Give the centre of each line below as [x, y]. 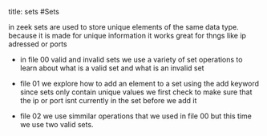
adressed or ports [38, 44]
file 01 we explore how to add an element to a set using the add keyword [139, 84]
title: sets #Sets [34, 12]
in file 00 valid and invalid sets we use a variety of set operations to [131, 60]
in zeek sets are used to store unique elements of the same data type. [123, 27]
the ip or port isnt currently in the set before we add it [108, 100]
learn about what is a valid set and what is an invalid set [112, 68]
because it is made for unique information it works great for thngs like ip [127, 36]
